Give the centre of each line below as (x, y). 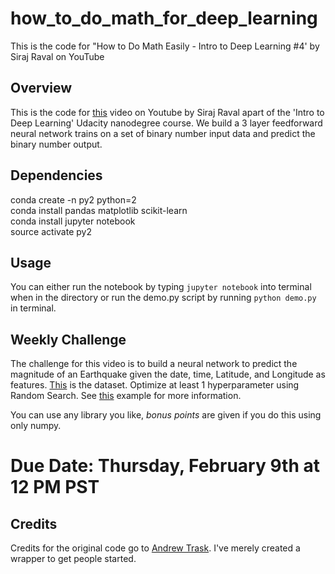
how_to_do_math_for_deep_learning (164, 18)
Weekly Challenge (68, 339)
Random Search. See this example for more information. (126, 396)
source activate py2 (51, 231)
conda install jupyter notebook (73, 221)
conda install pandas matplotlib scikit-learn (99, 210)
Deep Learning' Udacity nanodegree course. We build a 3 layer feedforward (166, 123)
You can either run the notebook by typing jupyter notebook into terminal (161, 287)
